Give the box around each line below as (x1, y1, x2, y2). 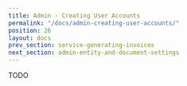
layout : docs (8, 33, 52, 42)
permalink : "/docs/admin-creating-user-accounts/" (8, 19, 180, 27)
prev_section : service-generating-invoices (8, 41, 155, 49)
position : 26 (8, 26, 52, 34)
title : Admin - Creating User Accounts (8, 11, 141, 20)
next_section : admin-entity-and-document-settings (8, 49, 180, 57)
